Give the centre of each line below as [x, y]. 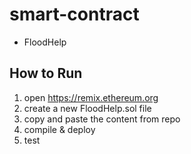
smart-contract [74, 14]
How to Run [46, 73]
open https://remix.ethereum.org [91, 97]
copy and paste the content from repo [102, 119]
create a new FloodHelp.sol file [87, 108]
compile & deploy [59, 129]
